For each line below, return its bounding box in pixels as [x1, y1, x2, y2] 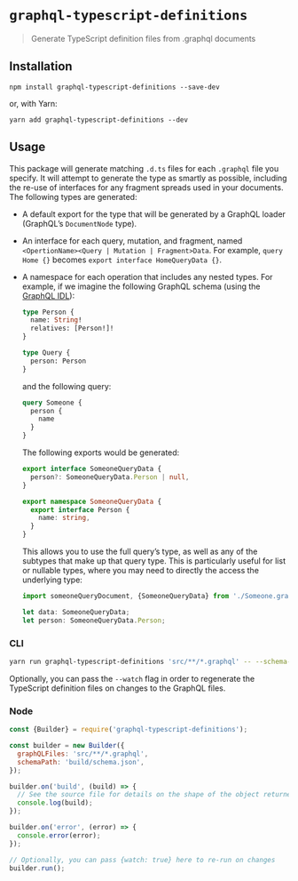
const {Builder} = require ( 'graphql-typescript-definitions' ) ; [9, 725, 248, 734]
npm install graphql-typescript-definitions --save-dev [9, 83, 220, 92]
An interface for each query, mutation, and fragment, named [21, 235, 243, 246]
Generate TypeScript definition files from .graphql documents [30, 33, 256, 44]
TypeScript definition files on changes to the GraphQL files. [9, 683, 226, 693]
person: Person [30, 356, 87, 365]
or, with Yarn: [9, 98, 58, 108]
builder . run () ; [9, 863, 66, 873]
